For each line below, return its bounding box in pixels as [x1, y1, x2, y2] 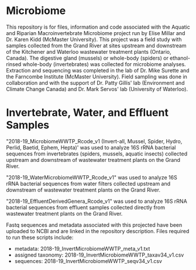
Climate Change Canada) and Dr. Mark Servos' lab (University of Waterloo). [6, 85, 188, 92]
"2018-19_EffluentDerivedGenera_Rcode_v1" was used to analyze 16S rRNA [6, 198, 187, 205]
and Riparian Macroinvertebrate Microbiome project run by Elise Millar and [6, 29, 185, 36]
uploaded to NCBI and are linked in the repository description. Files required [6, 227, 190, 234]
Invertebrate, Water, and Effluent [6, 106, 169, 119]
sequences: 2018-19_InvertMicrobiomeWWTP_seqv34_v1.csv [14, 257, 163, 264]
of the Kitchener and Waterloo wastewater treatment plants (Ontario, [6, 48, 171, 55]
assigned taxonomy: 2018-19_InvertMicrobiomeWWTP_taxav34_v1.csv [14, 251, 184, 258]
